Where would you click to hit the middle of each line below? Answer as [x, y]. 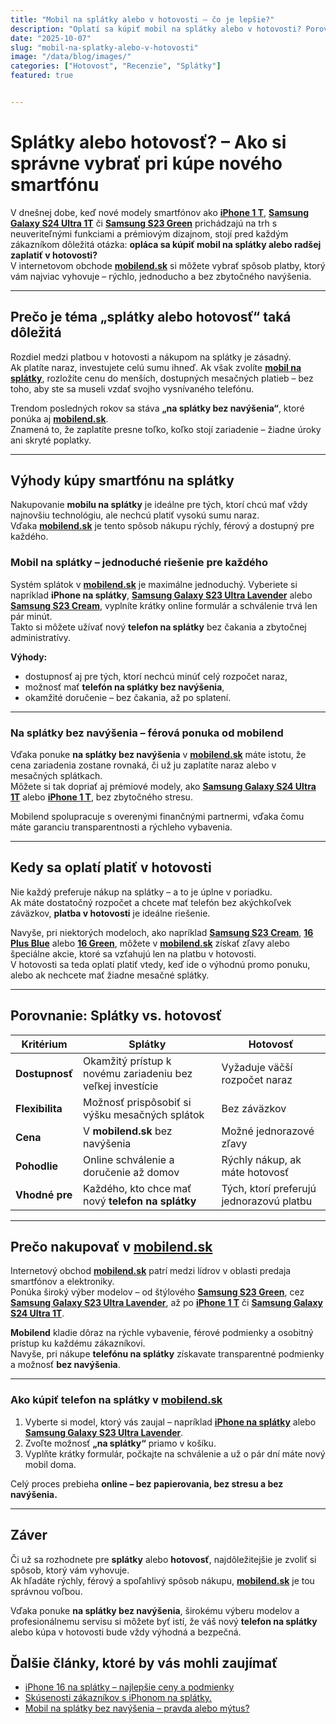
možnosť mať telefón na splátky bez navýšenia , [124, 687]
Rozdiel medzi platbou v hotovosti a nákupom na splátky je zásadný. [151, 357]
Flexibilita [39, 1108]
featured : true [42, 76]
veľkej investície [121, 1086]
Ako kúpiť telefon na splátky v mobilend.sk [116, 1400]
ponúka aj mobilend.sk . [59, 418]
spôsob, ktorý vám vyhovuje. [70, 1570]
